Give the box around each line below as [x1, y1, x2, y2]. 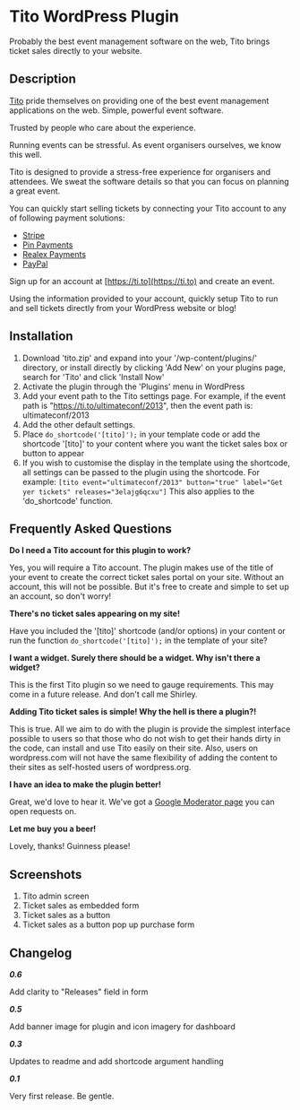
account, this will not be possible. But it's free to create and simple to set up [9, 581, 289, 593]
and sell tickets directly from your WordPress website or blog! [9, 302, 237, 313]
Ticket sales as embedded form [21, 900, 140, 911]
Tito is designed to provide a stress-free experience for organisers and [9, 166, 271, 177]
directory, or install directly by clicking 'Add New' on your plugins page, [21, 361, 287, 373]
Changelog [9, 945, 73, 960]
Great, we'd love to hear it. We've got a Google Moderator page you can [9, 796, 275, 808]
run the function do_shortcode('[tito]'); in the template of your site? [9, 635, 268, 646]
